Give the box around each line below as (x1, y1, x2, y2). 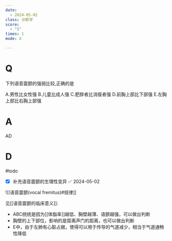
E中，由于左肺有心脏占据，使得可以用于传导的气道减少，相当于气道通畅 (12, 224, 164, 230)
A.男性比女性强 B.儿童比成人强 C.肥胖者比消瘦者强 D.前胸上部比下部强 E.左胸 (5, 91, 167, 97)
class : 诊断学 (5, 17, 33, 22)
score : (5, 22, 20, 27)
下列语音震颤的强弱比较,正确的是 (5, 80, 74, 86)
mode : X (5, 36, 22, 42)
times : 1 (5, 31, 24, 36)
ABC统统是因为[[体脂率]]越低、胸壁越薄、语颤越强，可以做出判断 (12, 211, 150, 217)
